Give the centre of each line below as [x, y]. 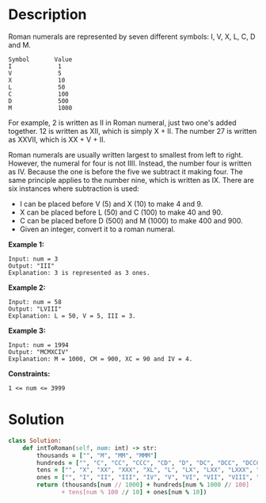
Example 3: [27, 330]
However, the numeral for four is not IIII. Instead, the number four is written [130, 163]
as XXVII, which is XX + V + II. [57, 139]
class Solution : [35, 440]
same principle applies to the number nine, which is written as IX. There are [131, 180]
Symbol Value [40, 59]
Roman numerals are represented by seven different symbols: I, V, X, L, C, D [132, 36]
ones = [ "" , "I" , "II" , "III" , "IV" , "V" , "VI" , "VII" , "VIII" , [145, 478]
